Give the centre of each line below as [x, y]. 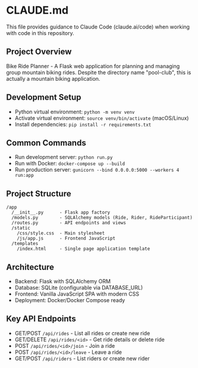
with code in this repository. [40, 33]
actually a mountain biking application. [53, 78]
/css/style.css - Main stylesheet [61, 233]
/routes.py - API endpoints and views [69, 223]
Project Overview [39, 52]
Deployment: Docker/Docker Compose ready [70, 300]
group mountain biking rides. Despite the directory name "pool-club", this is [99, 72]
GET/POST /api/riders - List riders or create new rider [82, 358]
